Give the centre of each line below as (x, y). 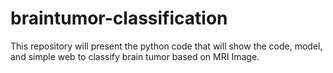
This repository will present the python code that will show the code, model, (166, 46)
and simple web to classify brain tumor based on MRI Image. (135, 56)
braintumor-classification (119, 18)
